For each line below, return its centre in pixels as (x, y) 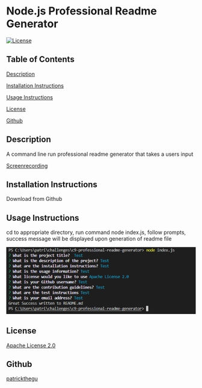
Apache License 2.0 (31, 345)
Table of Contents (41, 59)
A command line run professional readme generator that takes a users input (100, 154)
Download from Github (34, 199)
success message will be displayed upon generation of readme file (89, 239)
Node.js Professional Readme (82, 11)
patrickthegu (22, 379)
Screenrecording (27, 165)
